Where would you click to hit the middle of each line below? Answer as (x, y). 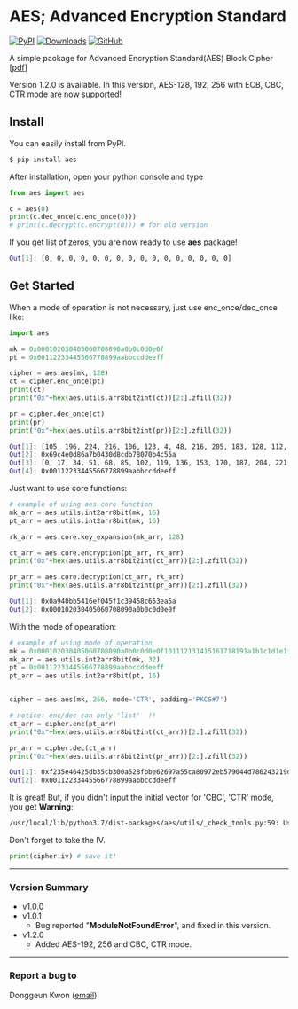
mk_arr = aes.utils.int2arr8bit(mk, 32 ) (85, 659)
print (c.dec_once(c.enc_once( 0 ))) (73, 217)
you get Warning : (41, 807)
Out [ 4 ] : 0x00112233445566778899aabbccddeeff (93, 472)
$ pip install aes (43, 160)
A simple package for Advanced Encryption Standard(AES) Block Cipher (141, 58)
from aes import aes (47, 192)
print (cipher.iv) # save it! (63, 856)
